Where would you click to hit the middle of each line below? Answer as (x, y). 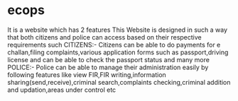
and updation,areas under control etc (62, 90)
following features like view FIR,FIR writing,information (87, 75)
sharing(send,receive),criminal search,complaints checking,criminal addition (119, 82)
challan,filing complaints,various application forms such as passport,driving (118, 52)
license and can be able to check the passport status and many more (108, 59)
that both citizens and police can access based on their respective (104, 37)
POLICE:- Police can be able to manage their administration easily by (108, 67)
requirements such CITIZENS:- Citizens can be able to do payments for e (114, 44)
